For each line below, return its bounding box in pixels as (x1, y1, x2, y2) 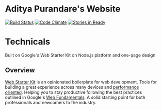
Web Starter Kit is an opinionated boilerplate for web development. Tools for (5, 79, 157, 85)
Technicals (5, 36, 50, 47)
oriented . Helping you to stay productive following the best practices (5, 89, 142, 95)
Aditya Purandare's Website (5, 3, 121, 14)
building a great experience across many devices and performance (5, 84, 139, 90)
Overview (5, 66, 35, 74)
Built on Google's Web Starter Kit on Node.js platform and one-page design (5, 52, 156, 58)
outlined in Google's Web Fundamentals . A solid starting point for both (5, 94, 146, 100)
